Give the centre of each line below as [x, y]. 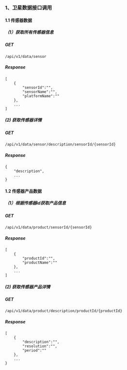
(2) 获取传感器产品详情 [28, 287]
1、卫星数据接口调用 [29, 7]
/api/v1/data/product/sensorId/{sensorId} [48, 228]
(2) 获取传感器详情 [24, 120]
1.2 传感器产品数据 [24, 191]
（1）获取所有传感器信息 [30, 32]
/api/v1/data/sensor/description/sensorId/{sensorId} [61, 144]
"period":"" [35, 351]
